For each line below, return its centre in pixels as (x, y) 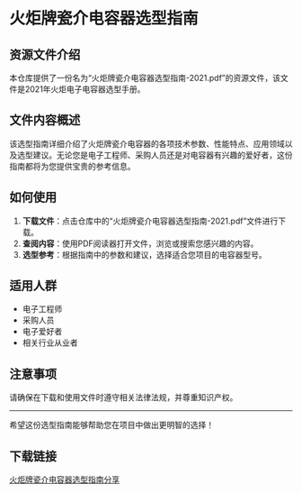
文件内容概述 (45, 120)
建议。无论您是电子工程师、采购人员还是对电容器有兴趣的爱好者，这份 (163, 155)
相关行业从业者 (50, 342)
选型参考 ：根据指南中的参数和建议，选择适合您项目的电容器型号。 (144, 254)
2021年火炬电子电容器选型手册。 (85, 89)
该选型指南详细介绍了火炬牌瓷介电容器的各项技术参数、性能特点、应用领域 (147, 143)
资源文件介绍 (45, 55)
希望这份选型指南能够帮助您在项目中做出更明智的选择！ (111, 425)
